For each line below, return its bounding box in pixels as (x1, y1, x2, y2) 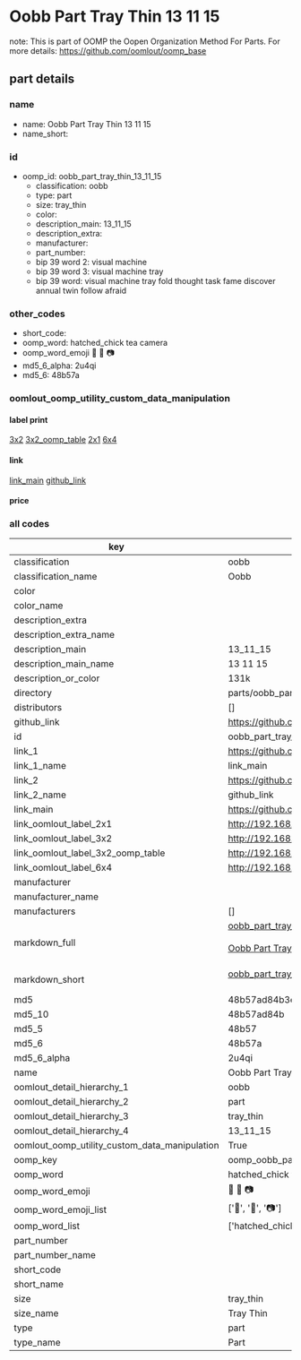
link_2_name (13, 788, 67, 801)
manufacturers (13, 905, 76, 917)
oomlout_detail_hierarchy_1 (13, 1081, 129, 1094)
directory (13, 687, 52, 700)
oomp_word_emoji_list (13, 1203, 107, 1216)
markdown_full (13, 936, 76, 949)
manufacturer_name (13, 891, 99, 903)
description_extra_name (13, 629, 115, 641)
